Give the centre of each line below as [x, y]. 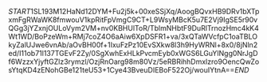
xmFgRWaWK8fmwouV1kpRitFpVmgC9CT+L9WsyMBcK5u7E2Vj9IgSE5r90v [133, 20]
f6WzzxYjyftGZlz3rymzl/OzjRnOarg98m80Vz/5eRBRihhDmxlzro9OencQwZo [134, 61]
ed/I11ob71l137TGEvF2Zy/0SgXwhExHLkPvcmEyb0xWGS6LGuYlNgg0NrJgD [133, 53]
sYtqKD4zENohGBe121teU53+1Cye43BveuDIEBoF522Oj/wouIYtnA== [122, 70]
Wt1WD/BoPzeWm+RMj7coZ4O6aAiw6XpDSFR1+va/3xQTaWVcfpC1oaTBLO [133, 36]
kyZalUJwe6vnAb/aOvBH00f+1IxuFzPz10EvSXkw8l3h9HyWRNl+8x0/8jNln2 [133, 45]
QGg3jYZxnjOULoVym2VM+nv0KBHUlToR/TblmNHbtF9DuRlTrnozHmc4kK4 [133, 28]
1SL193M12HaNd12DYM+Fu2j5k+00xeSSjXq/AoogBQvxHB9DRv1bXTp [145, 11]
